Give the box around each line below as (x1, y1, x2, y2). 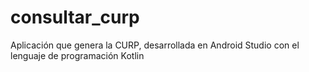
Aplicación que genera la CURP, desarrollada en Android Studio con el (10, 39, 300, 51)
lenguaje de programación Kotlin (10, 49, 145, 61)
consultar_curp (10, 6, 140, 29)
